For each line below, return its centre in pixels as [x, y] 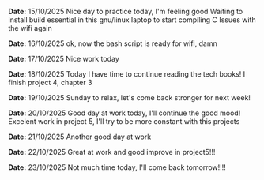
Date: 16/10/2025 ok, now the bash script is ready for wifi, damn [113, 43]
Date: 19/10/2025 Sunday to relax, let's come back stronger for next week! [130, 97]
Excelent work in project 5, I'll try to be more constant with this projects [124, 121]
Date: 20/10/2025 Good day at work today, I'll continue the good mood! [124, 113]
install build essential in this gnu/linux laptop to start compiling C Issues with [132, 20]
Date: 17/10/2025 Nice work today [64, 59]
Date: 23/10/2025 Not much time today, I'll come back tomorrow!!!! [117, 167]
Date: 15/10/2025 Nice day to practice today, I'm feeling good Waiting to [126, 11]
